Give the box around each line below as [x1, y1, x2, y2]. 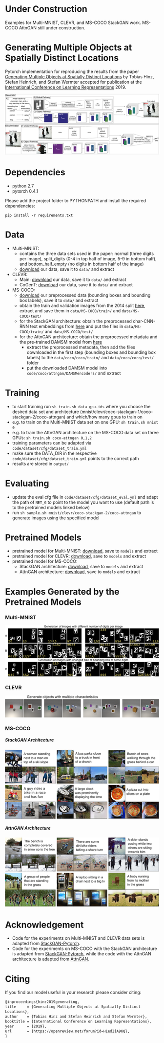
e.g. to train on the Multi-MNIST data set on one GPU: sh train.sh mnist [12, 419, 159, 425]
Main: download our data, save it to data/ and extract [19, 277, 127, 282]
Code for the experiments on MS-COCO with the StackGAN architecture [12, 946, 157, 951]
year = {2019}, [5, 1024, 47, 1029]
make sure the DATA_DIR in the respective [12, 450, 97, 456]
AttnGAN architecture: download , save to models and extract [19, 569, 140, 575]
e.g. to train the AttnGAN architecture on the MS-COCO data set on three [12, 429, 159, 435]
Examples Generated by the [5, 586, 120, 597]
